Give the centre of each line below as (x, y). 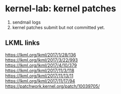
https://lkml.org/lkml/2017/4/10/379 (41, 65)
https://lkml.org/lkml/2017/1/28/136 (41, 55)
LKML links (22, 43)
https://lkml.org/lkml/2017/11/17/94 (40, 81)
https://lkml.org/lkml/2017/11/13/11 (39, 76)
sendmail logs (26, 22)
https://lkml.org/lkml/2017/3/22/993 (41, 60)
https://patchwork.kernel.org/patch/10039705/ (53, 86)
